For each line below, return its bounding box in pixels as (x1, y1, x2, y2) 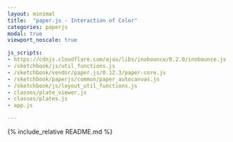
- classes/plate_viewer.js (7, 89, 87, 96)
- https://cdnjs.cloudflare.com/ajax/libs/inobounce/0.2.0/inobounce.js (7, 56, 227, 64)
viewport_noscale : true (7, 37, 78, 44)
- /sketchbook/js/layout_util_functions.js (7, 82, 138, 89)
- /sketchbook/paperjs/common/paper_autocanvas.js (7, 76, 160, 83)
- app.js (7, 102, 33, 110)
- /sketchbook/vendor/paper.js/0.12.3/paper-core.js (7, 69, 166, 76)
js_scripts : (7, 49, 42, 57)
